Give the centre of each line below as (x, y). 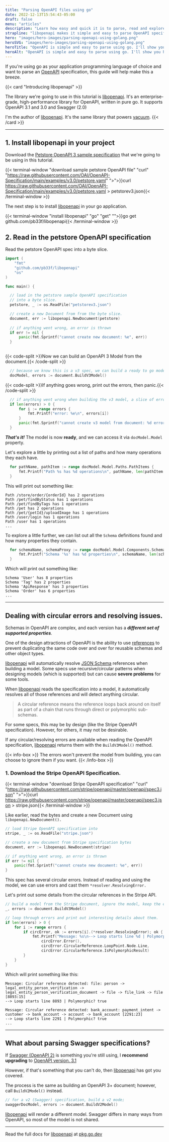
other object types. (25, 653)
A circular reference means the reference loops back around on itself (89, 704)
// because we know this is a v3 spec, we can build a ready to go (82, 371)
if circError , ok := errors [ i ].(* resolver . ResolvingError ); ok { (93, 932)
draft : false (19, 19)
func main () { (20, 286)
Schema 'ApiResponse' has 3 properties (47, 587)
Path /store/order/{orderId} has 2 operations (55, 495)
